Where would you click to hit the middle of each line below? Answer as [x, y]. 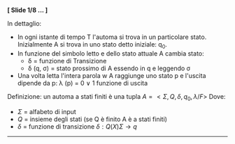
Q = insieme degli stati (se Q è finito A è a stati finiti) [92, 119]
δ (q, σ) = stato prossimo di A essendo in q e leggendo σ [109, 68]
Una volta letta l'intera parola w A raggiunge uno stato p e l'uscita [112, 75]
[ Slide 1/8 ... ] [27, 10]
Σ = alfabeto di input [47, 111]
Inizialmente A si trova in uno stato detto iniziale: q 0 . [92, 45]
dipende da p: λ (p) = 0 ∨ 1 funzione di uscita [83, 83]
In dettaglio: [24, 23]
